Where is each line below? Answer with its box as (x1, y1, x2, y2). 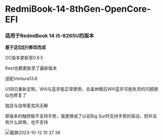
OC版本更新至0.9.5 (5, 55, 43, 61)
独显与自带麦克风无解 (5, 103, 48, 109)
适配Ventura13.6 (5, 76, 38, 82)
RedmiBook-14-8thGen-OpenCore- (5, 3, 151, 15)
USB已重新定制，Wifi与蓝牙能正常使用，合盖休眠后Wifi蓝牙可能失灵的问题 (5, 86, 154, 92)
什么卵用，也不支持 (9, 119, 48, 125)
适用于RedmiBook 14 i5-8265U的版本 (5, 32, 94, 39)
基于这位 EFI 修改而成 (5, 44, 46, 50)
